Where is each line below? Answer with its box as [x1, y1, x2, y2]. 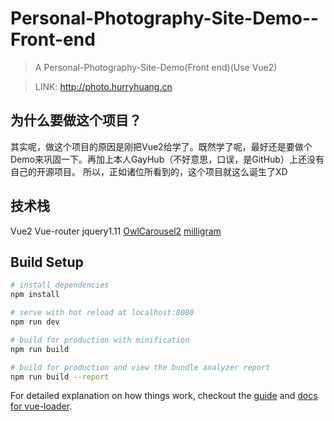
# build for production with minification [10, 335, 190, 345]
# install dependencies [10, 280, 110, 291]
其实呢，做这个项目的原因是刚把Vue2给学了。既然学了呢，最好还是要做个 [10, 140, 313, 152]
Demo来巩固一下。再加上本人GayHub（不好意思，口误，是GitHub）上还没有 [10, 153, 325, 165]
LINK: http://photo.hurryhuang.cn [34, 80, 173, 92]
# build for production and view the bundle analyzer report [10, 362, 271, 372]
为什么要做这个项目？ [10, 112, 142, 129]
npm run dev [10, 317, 60, 327]
